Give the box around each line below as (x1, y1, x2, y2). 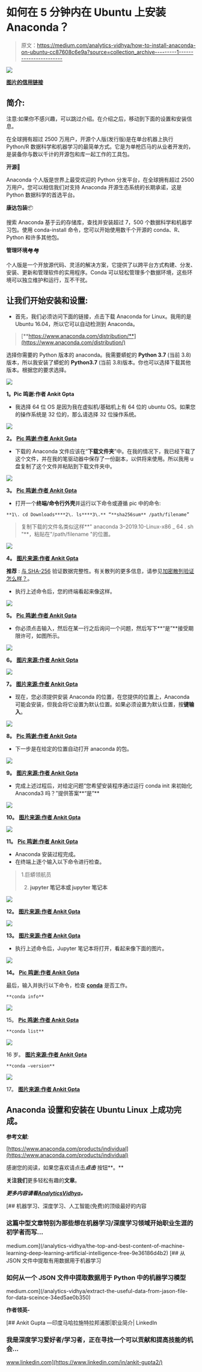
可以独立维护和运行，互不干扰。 (11, 276, 91, 283)
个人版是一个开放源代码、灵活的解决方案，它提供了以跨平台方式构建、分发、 (6, 261, 196, 268)
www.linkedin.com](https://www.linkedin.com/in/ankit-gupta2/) (6, 1359, 163, 1366)
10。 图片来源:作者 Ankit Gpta (6, 813, 81, 821)
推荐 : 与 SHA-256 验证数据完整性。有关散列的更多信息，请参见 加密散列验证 (6, 567, 194, 574)
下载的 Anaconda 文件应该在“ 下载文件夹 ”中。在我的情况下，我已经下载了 (14, 447, 195, 455)
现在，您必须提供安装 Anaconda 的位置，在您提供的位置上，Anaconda (14, 693, 190, 700)
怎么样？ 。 (6, 575, 33, 582)
